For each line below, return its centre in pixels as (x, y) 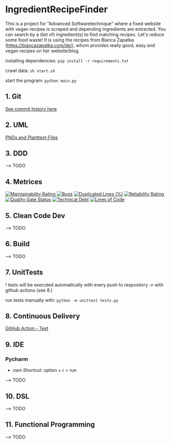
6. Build (17, 244)
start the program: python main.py (41, 80)
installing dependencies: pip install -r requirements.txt (67, 60)
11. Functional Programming (50, 425)
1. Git (13, 96)
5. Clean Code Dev (35, 216)
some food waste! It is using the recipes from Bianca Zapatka (70, 40)
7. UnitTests (24, 272)
